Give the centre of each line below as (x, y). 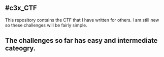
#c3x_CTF (21, 8)
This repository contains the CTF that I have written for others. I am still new (82, 20)
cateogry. (20, 48)
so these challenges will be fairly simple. (46, 25)
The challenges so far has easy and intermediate (81, 41)
